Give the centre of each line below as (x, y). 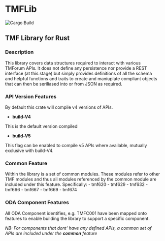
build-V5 (21, 136)
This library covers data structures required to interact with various (73, 63)
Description (19, 52)
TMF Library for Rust (37, 38)
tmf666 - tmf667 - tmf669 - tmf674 (41, 190)
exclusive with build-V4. (29, 151)
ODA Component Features (37, 203)
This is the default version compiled (41, 126)
